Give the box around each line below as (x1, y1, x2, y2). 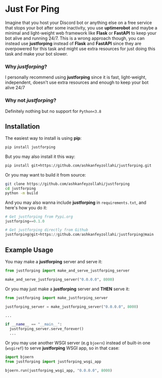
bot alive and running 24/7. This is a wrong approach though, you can (5, 35, 145, 41)
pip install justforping (5, 145, 56, 150)
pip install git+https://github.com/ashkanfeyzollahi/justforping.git (5, 163, 152, 168)
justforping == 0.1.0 (5, 219, 45, 224)
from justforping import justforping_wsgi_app (5, 359, 101, 364)
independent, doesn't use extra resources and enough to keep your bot (5, 79, 149, 85)
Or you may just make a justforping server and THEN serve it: (5, 286, 130, 292)
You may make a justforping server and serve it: (5, 259, 102, 265)
